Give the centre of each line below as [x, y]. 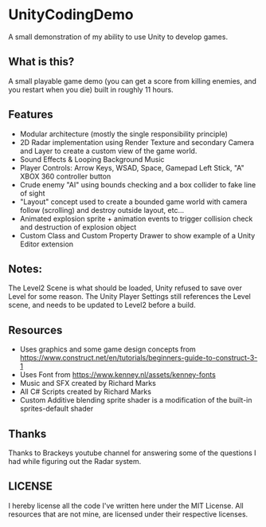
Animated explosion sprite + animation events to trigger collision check [136, 218]
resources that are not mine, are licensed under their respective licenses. [128, 514]
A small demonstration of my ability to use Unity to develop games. [118, 37]
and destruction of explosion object [78, 227]
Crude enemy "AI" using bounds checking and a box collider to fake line [138, 184]
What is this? [41, 62]
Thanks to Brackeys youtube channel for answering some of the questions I [132, 453]
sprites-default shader [57, 409]
